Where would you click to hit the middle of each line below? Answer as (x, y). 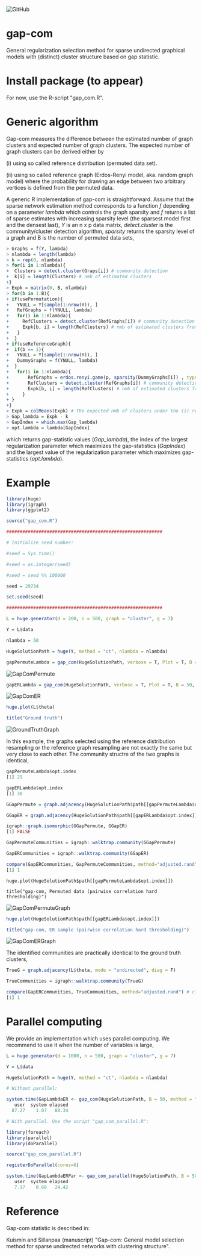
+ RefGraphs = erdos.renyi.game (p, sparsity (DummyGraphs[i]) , (95, 377)
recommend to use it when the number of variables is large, (80, 1045)
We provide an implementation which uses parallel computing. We (88, 1038)
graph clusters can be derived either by (55, 151)
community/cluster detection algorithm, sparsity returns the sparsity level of (100, 231)
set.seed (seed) (25, 597)
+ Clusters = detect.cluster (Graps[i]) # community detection (87, 271)
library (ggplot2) (28, 510)
